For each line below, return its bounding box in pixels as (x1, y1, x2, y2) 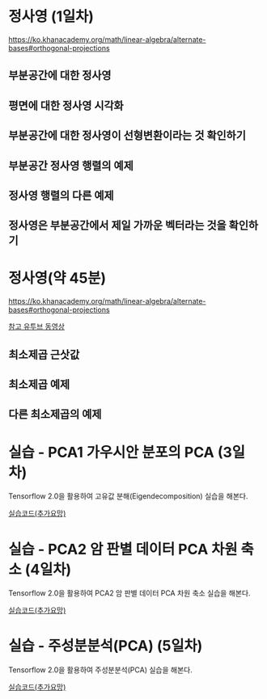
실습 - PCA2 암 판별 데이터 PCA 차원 (8, 540, 238, 558)
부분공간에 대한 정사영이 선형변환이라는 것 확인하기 (8, 128, 247, 142)
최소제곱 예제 (8, 377, 70, 391)
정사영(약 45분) (8, 269, 107, 288)
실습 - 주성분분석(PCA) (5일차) (8, 637, 203, 655)
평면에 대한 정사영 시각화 (8, 99, 124, 112)
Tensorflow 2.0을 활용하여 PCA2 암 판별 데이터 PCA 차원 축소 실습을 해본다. (8, 588, 251, 598)
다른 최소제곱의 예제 (8, 407, 102, 421)
